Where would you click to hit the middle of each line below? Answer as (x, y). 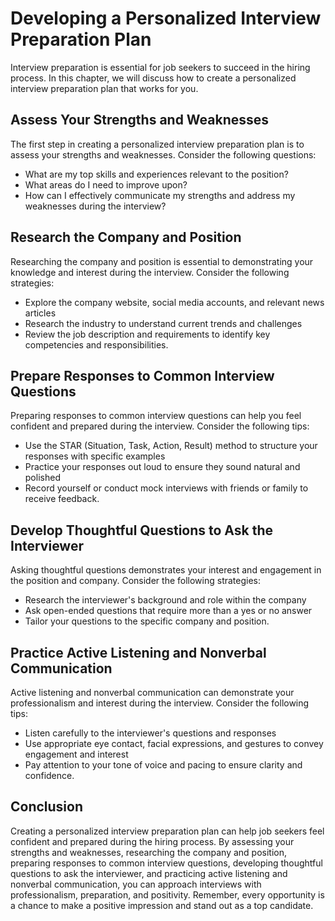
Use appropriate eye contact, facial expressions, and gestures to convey (174, 743)
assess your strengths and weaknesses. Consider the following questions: (163, 154)
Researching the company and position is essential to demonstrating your (162, 261)
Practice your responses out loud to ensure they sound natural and (162, 467)
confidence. (49, 775)
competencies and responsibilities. (96, 344)
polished (42, 478)
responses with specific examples (95, 456)
